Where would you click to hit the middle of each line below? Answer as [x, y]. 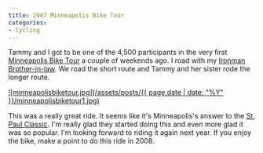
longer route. [29, 77]
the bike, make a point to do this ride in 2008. [81, 141]
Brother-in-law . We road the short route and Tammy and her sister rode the [129, 69]
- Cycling [24, 30]
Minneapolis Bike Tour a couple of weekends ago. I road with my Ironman [127, 60]
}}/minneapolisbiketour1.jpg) [54, 101]
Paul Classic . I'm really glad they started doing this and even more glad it [126, 124]
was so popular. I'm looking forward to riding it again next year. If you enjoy [130, 133]
